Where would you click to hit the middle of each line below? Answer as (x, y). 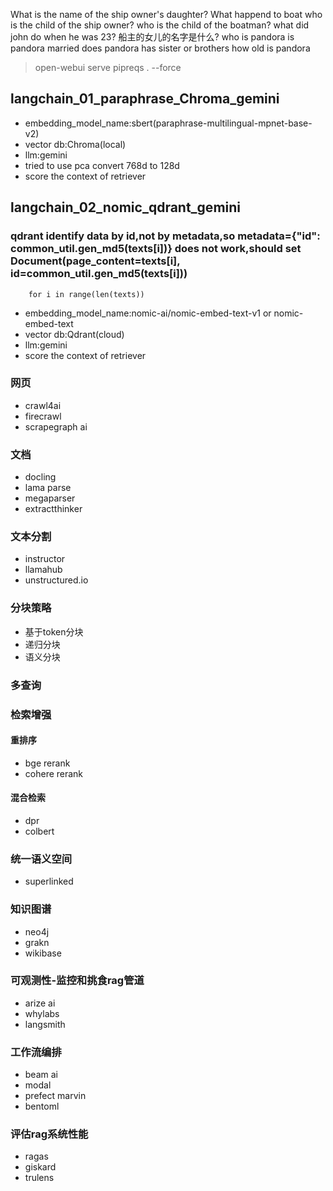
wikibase (43, 953)
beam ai (41, 1075)
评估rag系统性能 (49, 1134)
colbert (39, 831)
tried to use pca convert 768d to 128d (102, 165)
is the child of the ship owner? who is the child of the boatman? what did (160, 25)
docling (40, 477)
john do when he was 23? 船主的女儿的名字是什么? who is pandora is (152, 37)
